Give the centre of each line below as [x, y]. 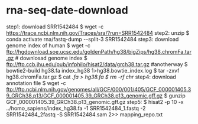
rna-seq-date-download [67, 10]
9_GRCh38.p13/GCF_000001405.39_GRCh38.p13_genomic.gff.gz [85, 96]
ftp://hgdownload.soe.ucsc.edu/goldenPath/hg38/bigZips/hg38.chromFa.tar [99, 51]
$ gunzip [175, 96]
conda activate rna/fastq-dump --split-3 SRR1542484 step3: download [92, 39]
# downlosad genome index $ [51, 58]
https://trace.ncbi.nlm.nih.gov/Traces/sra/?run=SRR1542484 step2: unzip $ [98, 32]
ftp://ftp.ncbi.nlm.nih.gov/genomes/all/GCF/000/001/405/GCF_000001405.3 [99, 89]
